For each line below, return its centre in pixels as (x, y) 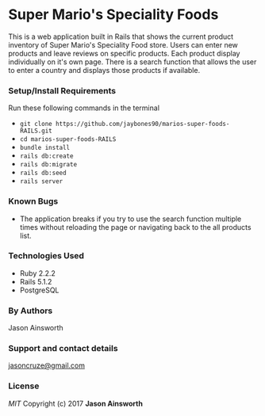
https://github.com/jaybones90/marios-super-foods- (142, 124)
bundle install (45, 148)
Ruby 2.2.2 (37, 273)
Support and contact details (63, 349)
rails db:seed (43, 173)
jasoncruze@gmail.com (47, 365)
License (24, 386)
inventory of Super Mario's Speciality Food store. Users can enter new (123, 44)
